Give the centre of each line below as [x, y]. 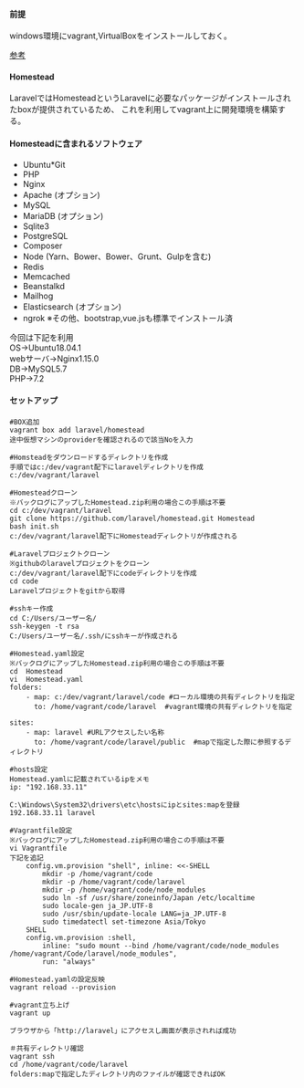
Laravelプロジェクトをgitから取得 [68, 591]
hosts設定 [31, 769]
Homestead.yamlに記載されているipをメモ [79, 779]
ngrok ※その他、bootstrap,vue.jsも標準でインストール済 [128, 318]
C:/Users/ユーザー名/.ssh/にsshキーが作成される [94, 636]
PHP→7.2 [27, 378]
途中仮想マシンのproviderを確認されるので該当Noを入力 [101, 439]
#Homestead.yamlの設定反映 [57, 979]
